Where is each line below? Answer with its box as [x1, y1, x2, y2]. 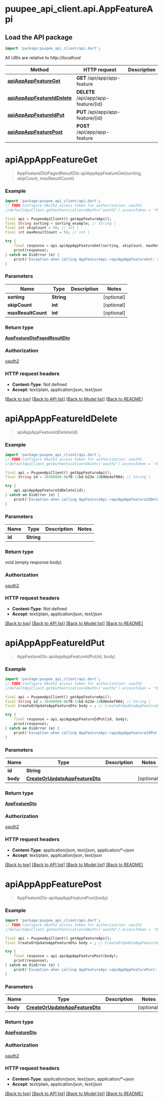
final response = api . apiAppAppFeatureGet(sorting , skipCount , [14, 243, 145, 249]
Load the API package [5, 33, 73, 41]
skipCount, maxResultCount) [16, 175, 74, 181]
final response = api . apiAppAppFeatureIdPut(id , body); [14, 717, 130, 722]
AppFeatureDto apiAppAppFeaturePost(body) [16, 895, 108, 901]
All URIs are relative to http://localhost [5, 54, 81, 60]
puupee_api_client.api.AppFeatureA [5, 3, 153, 15]
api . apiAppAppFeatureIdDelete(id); [14, 488, 86, 493]
